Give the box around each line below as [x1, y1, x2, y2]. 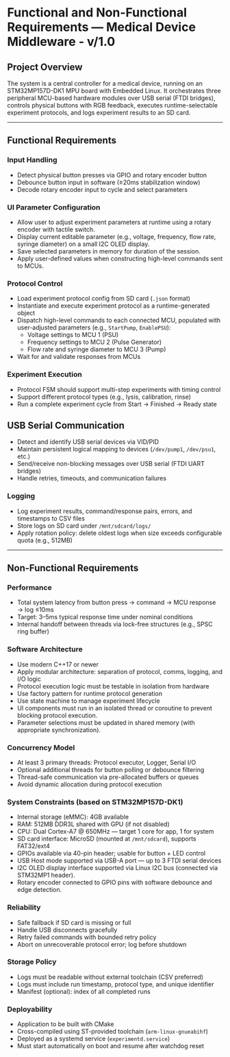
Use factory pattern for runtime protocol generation [16, 689, 163, 697]
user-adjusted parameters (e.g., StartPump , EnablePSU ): [16, 323, 171, 332]
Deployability [7, 1004, 53, 1014]
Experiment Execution [7, 370, 82, 380]
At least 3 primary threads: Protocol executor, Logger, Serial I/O [16, 758, 196, 767]
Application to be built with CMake [16, 1020, 114, 1028]
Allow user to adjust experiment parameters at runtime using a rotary [16, 218, 212, 226]
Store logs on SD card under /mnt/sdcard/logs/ [16, 521, 151, 530]
